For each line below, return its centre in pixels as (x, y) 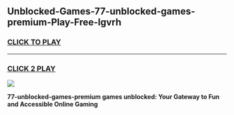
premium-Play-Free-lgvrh (64, 23)
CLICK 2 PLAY (31, 68)
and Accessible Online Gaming (53, 104)
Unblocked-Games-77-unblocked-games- (101, 11)
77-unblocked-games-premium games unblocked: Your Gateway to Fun (114, 96)
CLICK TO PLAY (34, 43)
